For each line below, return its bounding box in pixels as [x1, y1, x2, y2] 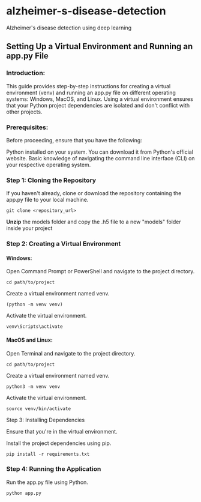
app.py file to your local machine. [6, 196, 89, 204]
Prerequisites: [6, 123, 49, 132]
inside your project [6, 225, 53, 232]
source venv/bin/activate [6, 405, 71, 412]
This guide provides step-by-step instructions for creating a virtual [6, 82, 171, 89]
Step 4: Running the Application [6, 465, 101, 473]
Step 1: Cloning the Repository [6, 176, 97, 184]
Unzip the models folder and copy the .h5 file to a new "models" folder [6, 218, 181, 226]
